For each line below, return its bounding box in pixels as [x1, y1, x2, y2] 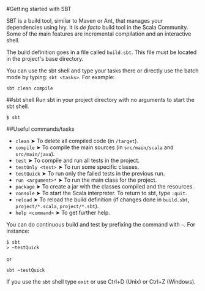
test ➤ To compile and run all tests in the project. [15, 157, 140, 164]
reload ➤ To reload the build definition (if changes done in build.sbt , [15, 196, 190, 203]
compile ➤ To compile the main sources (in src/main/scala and [15, 144, 174, 151]
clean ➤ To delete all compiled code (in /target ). [15, 138, 139, 144]
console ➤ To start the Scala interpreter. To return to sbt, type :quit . [15, 190, 187, 196]
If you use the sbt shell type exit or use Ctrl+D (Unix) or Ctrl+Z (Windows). [6, 278, 196, 285]
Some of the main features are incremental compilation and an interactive [6, 30, 192, 37]
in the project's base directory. [6, 55, 84, 62]
